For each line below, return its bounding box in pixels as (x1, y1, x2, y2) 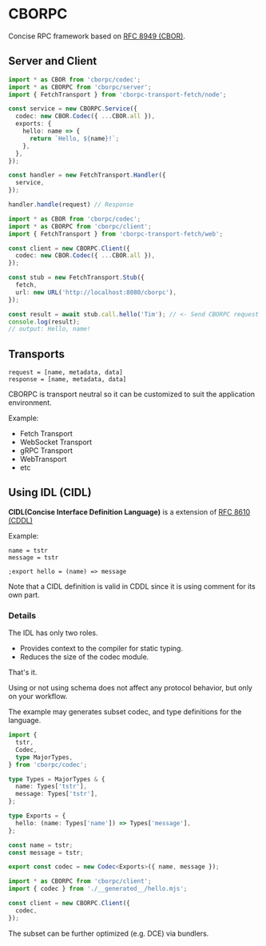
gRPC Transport (19, 446, 73, 455)
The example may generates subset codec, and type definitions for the (8, 707, 242, 717)
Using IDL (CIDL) (8, 486, 92, 499)
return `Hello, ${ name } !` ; (29, 134, 120, 142)
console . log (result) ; (8, 317, 81, 326)
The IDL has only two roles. (8, 628, 98, 638)
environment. (8, 398, 52, 407)
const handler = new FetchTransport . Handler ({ (8, 171, 166, 180)
